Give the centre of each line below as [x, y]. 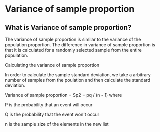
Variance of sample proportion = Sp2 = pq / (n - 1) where [64, 95]
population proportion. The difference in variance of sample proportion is [80, 45]
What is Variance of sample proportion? [68, 28]
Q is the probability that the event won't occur [52, 114]
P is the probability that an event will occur [49, 105]
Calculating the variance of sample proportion [52, 65]
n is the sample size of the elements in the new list [57, 124]
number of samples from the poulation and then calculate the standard [78, 80]
